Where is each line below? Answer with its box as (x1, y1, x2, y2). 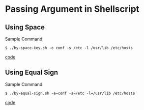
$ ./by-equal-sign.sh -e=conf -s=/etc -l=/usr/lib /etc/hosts (5, 91, 135, 96)
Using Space (5, 23, 45, 31)
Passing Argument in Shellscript (5, 3, 140, 15)
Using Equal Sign (5, 68, 58, 77)
